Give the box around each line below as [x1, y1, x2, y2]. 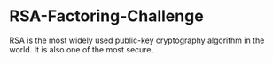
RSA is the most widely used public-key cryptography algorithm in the [9, 35, 265, 45]
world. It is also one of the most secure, [9, 44, 154, 54]
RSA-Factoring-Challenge [9, 6, 204, 26]
